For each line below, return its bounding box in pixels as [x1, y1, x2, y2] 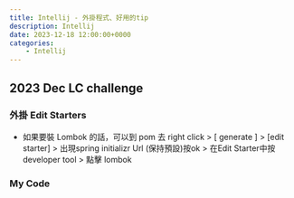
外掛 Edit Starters [9, 109, 87, 122]
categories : [9, 38, 54, 48]
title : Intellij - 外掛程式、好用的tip [9, 13, 149, 23]
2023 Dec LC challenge [9, 80, 144, 96]
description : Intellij [9, 22, 95, 31]
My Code [9, 177, 51, 190]
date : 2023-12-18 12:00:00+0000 [9, 30, 131, 39]
